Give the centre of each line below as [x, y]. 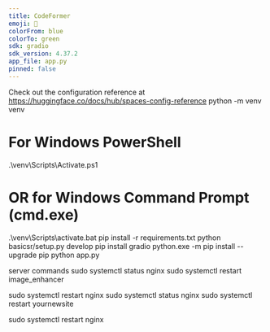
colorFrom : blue [36, 31]
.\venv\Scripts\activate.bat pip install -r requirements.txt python [115, 238]
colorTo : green [34, 39]
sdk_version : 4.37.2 [44, 54]
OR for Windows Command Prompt [129, 197]
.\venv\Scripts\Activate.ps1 [53, 164]
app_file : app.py [38, 62]
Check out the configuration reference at [77, 92]
